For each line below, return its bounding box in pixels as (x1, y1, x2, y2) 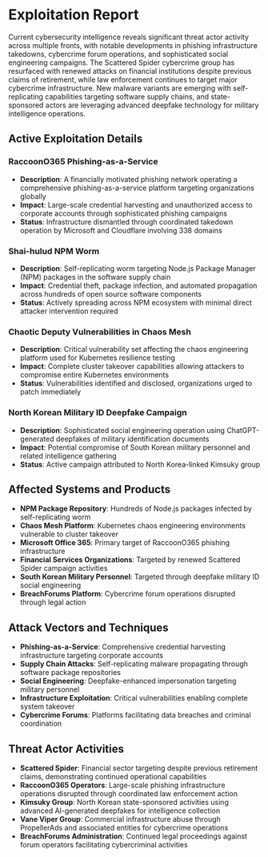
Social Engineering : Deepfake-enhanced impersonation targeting (19, 676, 237, 686)
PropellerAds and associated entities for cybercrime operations (19, 823, 229, 832)
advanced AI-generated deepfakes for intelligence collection (19, 806, 221, 815)
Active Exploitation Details (8, 132, 143, 146)
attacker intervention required (19, 306, 118, 316)
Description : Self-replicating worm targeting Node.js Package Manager (19, 263, 256, 273)
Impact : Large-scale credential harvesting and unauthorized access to (19, 200, 253, 209)
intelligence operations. (8, 108, 86, 118)
